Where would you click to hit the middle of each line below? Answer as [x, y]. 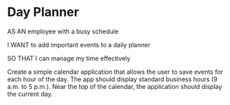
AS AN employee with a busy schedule [63, 31]
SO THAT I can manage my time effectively [69, 58]
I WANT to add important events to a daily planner [79, 45]
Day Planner [43, 12]
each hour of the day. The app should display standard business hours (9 [113, 79]
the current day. [30, 94]
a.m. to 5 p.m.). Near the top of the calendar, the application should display [115, 86]
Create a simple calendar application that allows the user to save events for [115, 72]
